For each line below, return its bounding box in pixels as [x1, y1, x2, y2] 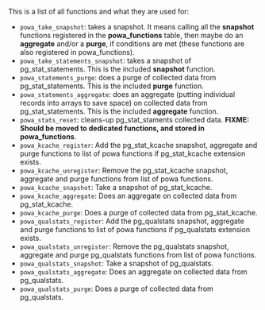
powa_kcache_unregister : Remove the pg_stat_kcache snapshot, [19, 166, 229, 175]
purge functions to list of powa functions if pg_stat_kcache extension [19, 149, 246, 158]
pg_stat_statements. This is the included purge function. [19, 81, 204, 91]
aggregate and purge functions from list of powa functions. [19, 174, 213, 184]
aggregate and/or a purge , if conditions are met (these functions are [19, 39, 245, 48]
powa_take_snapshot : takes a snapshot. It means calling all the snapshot [19, 22, 255, 31]
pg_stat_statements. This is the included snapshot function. [19, 64, 216, 74]
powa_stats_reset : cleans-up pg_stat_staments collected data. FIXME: [19, 115, 250, 124]
